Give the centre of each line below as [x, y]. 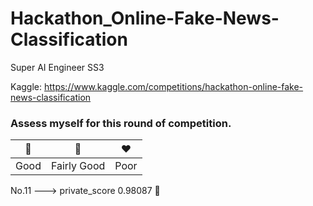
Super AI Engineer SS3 [57, 67]
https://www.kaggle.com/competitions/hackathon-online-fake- [173, 86]
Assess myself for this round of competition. [121, 123]
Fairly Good [78, 166]
